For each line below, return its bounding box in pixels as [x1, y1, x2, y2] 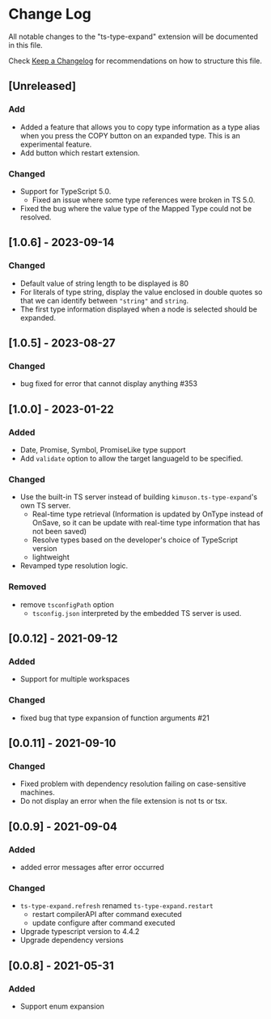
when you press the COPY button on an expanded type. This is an [19, 130, 240, 140]
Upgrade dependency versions [19, 936, 124, 945]
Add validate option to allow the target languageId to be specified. [19, 453, 243, 463]
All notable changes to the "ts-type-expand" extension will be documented [8, 32, 259, 41]
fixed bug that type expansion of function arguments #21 [19, 713, 210, 723]
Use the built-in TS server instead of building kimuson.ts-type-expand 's [19, 492, 257, 502]
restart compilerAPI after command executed [32, 910, 182, 919]
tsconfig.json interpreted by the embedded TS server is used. [32, 608, 242, 618]
